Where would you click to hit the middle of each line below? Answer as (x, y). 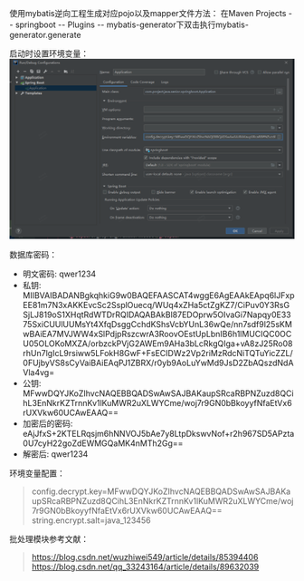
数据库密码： (33, 255)
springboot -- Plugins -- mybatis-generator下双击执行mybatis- (132, 24)
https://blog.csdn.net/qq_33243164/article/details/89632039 (145, 567)
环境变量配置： (37, 473)
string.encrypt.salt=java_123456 (91, 520)
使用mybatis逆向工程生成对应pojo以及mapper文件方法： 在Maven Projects (148, 13)
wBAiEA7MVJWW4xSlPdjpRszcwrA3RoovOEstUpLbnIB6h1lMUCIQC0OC (157, 334)
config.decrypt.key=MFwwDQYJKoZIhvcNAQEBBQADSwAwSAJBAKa (161, 491)
